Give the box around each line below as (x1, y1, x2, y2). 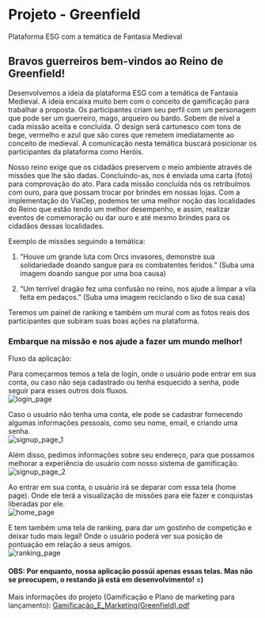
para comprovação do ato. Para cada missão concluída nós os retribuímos (8, 179, 251, 188)
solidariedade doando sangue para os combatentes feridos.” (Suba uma (19, 260, 255, 270)
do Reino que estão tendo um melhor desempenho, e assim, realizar (8, 204, 231, 214)
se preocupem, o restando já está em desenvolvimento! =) (8, 574, 204, 584)
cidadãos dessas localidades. (8, 221, 104, 230)
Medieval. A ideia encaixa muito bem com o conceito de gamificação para (8, 97, 249, 106)
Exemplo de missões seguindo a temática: (8, 236, 146, 246)
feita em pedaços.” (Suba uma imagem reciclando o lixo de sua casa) (19, 292, 246, 301)
